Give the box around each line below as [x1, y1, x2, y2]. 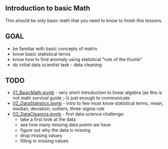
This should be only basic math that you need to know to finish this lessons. [5, 17, 163, 23]
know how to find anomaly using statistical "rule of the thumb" [12, 56, 142, 62]
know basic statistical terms [12, 51, 71, 57]
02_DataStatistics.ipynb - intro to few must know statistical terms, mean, [12, 101, 163, 107]
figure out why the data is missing [20, 127, 91, 133]
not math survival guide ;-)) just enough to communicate [12, 95, 130, 101]
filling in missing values [20, 138, 69, 144]
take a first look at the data [20, 116, 76, 123]
